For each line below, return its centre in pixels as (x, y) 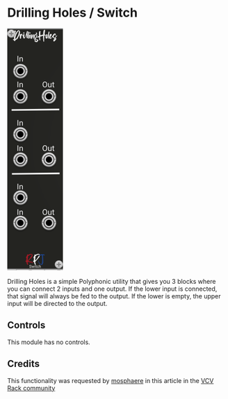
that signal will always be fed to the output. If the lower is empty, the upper (114, 296)
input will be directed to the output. (57, 303)
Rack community (31, 388)
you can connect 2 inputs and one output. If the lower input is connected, (112, 289)
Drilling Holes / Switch (72, 13)
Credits (24, 364)
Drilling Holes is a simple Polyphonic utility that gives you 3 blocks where (112, 281)
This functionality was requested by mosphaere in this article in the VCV (111, 380)
